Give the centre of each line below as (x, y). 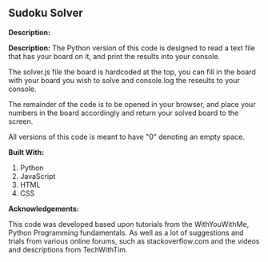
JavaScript (38, 176)
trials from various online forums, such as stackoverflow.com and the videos (134, 241)
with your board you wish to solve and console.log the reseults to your (124, 80)
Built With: (26, 152)
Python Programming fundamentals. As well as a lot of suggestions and (126, 232)
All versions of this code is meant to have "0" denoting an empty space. (127, 137)
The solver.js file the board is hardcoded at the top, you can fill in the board (132, 72)
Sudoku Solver (46, 13)
